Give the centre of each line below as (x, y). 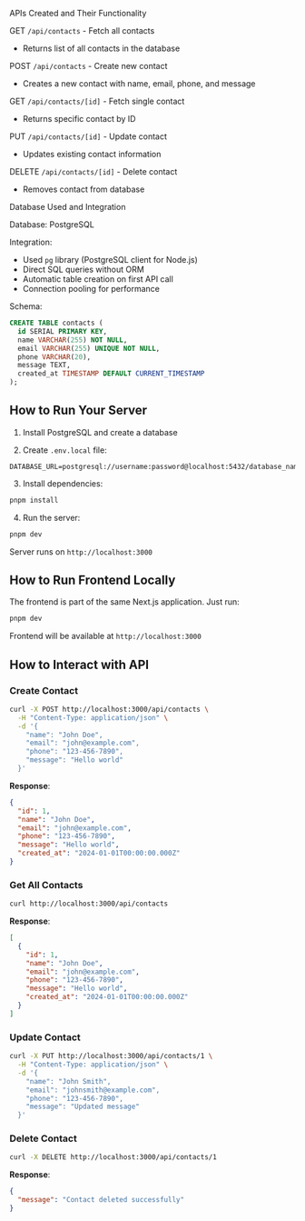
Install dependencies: (63, 483)
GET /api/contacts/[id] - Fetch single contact (97, 101)
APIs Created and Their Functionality (78, 13)
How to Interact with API (79, 664)
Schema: (26, 306)
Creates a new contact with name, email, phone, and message (139, 84)
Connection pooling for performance (91, 289)
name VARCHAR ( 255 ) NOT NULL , (73, 340)
